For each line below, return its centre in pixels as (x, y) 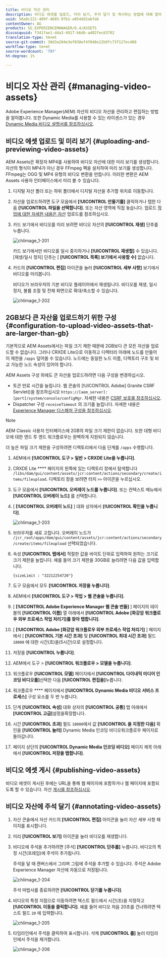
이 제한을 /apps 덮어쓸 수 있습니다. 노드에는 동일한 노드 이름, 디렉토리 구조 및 (80, 358)
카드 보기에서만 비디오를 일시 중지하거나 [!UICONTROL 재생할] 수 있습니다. (85, 251)
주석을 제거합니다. (43, 939)
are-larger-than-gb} (37, 333)
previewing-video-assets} (47, 149)
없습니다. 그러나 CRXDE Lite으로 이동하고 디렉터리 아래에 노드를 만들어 (89, 352)
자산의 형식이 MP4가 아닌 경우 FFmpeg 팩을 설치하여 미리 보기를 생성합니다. (79, 168)
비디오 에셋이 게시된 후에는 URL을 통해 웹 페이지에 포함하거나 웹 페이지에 (76, 783)
